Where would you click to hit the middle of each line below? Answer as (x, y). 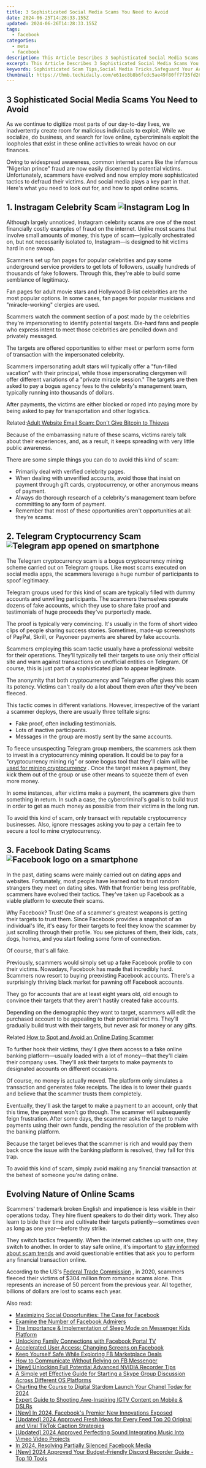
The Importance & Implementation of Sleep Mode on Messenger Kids (103, 1328)
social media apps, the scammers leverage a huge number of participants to (103, 574)
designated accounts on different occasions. (63, 1068)
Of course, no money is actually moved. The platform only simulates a (94, 1080)
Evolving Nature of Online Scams (71, 1194)
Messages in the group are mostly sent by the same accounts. (94, 736)
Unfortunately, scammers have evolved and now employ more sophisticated (102, 175)
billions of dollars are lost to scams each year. (64, 1291)
